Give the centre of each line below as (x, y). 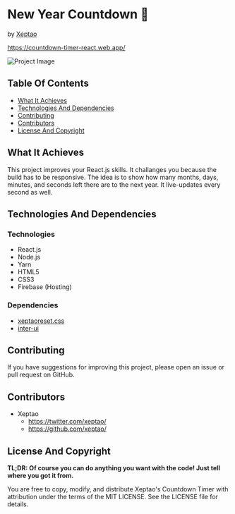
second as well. (30, 192)
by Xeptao (22, 34)
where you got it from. (41, 475)
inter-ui (28, 328)
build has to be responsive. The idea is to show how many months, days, (113, 177)
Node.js (29, 257)
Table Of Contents (48, 84)
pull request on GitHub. (41, 375)
